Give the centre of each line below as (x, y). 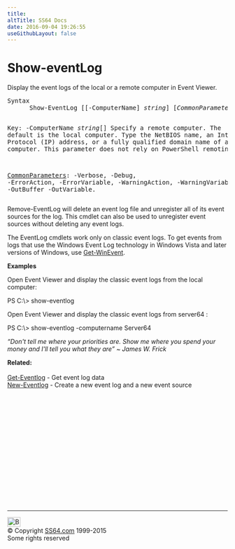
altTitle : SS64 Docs (37, 20)
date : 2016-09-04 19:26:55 (47, 27)
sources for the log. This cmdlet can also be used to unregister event (107, 217)
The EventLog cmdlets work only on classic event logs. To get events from (115, 238)
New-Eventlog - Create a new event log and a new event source (100, 385)
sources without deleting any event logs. (66, 224)
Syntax (19, 101)
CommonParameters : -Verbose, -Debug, (72, 176)
